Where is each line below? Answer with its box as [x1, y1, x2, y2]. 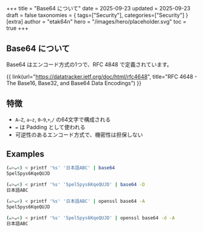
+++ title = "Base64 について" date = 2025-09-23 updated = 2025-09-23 [6, 5, 191, 12]
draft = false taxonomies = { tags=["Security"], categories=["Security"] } [6, 12, 188, 19]
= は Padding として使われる [15, 123, 86, 131]
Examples [6, 149, 44, 159]
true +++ [6, 24, 29, 32]
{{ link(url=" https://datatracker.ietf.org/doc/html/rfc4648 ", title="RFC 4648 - [6, 73, 198, 80]
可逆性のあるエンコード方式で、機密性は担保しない [15, 131, 143, 138]
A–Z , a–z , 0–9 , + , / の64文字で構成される [15, 115, 111, 123]
